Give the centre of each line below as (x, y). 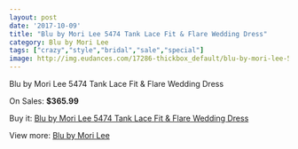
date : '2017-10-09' (45, 26)
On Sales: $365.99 (44, 101)
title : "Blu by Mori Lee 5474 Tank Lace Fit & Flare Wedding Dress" (138, 34)
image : (21, 59)
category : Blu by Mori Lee (59, 42)
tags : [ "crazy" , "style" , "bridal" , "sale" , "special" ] (106, 51)
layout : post (33, 17)
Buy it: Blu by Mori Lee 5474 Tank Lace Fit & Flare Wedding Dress (129, 118)
